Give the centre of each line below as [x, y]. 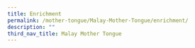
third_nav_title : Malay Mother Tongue [65, 34]
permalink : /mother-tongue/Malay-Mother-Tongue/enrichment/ [98, 20]
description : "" [31, 27]
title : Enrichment [34, 14]
